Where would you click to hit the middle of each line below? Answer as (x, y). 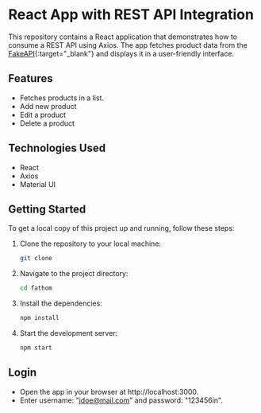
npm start (36, 348)
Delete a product (47, 123)
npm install (39, 318)
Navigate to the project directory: (74, 274)
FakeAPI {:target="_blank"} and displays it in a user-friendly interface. (121, 53)
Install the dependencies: (61, 303)
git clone (36, 259)
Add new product (48, 106)
